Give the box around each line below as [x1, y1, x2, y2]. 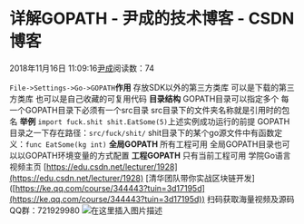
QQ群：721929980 [9, 205, 80, 216]
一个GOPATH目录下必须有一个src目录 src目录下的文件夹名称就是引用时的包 [9, 104, 290, 115]
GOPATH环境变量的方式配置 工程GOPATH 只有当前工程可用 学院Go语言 [25, 150, 291, 161]
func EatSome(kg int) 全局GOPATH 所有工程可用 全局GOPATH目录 [25, 138, 275, 150]
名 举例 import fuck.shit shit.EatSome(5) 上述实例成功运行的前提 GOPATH [9, 115, 290, 127]
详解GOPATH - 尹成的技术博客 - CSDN [9, 8, 295, 29]
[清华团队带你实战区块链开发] [145, 172, 256, 183]
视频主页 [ [9, 161, 47, 172]
